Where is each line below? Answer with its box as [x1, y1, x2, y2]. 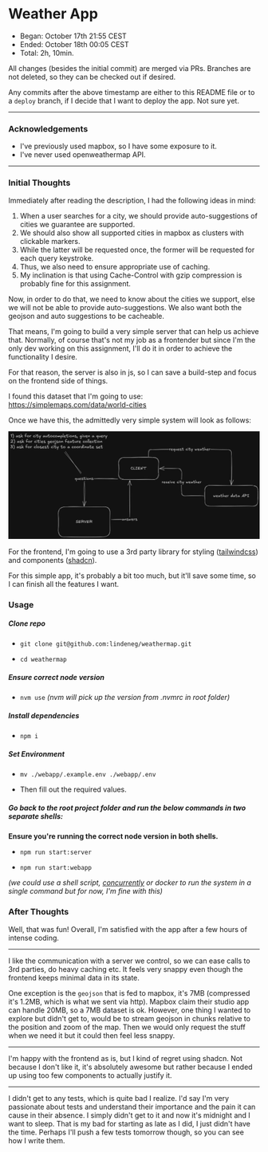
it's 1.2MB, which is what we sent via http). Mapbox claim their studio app [8, 997, 250, 1006]
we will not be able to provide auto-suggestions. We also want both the [8, 302, 242, 312]
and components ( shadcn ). [8, 555, 97, 564]
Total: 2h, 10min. [19, 48, 74, 57]
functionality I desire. [8, 352, 78, 361]
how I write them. [8, 1135, 65, 1145]
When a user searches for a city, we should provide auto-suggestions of [19, 210, 258, 220]
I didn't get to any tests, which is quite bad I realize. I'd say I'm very [8, 1093, 230, 1103]
